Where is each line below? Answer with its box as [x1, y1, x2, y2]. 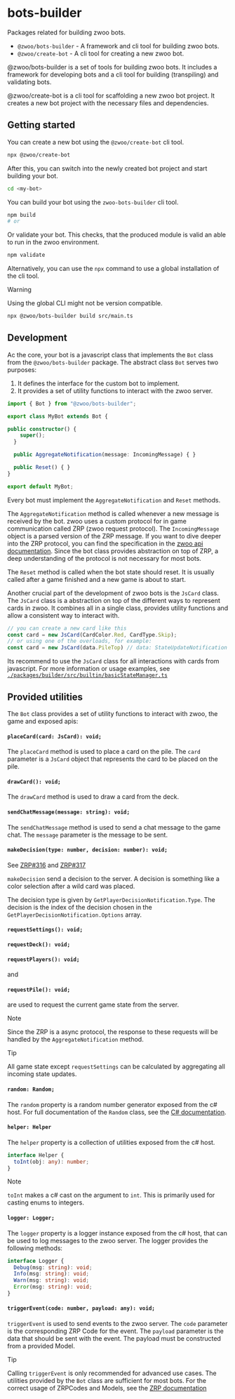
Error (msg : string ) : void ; [13, 1283, 93, 1291]
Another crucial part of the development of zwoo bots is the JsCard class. [7, 588, 220, 597]
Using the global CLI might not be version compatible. [7, 299, 163, 307]
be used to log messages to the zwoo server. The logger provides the [7, 1236, 208, 1245]
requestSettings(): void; [7, 927, 83, 934]
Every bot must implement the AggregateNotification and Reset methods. [7, 496, 221, 504]
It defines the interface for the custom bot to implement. [17, 379, 180, 387]
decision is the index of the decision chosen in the [7, 903, 152, 911]
